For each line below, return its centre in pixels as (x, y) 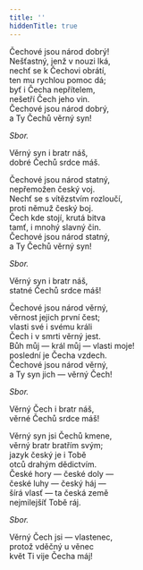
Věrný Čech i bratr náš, (52, 409)
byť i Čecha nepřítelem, (52, 89)
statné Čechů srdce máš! (55, 290)
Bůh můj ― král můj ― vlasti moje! (72, 345)
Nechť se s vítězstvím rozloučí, (66, 199)
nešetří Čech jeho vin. (50, 98)
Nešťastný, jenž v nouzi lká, (60, 61)
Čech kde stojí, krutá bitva (57, 217)
